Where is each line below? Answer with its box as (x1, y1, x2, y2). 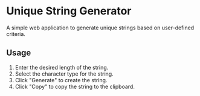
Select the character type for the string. (15, 70, 114, 77)
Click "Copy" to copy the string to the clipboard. (15, 83, 135, 90)
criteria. (6, 30, 26, 37)
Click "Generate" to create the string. (15, 76, 108, 83)
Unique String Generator (6, 4, 132, 18)
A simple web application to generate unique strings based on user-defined (6, 24, 195, 31)
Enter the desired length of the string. (15, 64, 109, 71)
